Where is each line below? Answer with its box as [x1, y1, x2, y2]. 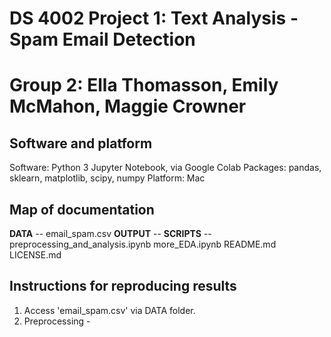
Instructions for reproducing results [9, 278, 237, 295]
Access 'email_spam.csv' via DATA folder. [23, 304, 196, 316]
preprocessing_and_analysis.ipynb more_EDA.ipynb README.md [9, 238, 277, 250]
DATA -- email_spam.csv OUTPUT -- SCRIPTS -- [9, 228, 212, 239]
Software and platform [9, 135, 153, 152]
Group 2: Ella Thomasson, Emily [9, 74, 279, 97]
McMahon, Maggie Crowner [9, 95, 247, 118]
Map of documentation [9, 201, 155, 218]
